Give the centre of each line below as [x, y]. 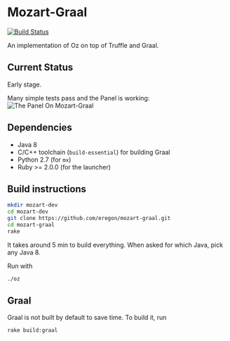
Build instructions [47, 189]
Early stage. [25, 84]
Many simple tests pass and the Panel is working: [79, 98]
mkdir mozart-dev [33, 205]
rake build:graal [33, 330]
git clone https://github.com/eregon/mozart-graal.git [89, 219]
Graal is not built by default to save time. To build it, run [87, 318]
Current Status [40, 67]
